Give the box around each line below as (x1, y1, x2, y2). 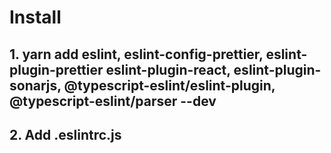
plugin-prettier (9, 61, 104, 78)
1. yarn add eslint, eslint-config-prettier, (9, 46, 264, 63)
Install (9, 6, 62, 29)
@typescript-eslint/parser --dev (9, 92, 217, 110)
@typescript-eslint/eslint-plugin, (63, 77, 276, 94)
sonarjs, (9, 77, 62, 94)
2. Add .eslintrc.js (9, 126, 122, 143)
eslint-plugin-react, (105, 61, 231, 78)
